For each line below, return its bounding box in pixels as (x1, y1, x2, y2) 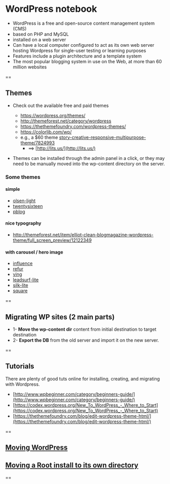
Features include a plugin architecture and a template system (12, 52, 142, 59)
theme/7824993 (20, 139, 55, 146)
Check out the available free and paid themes (12, 102, 109, 109)
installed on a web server (12, 37, 67, 43)
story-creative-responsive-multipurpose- (59, 134, 146, 140)
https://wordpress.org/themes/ (20, 112, 86, 118)
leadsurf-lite (12, 277, 39, 283)
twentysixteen (12, 203, 43, 209)
